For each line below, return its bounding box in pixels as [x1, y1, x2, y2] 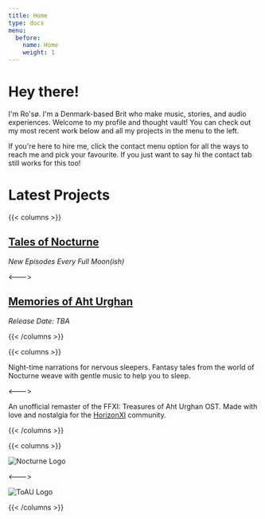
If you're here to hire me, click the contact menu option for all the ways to [8, 141, 249, 151]
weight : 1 [22, 48, 56, 56]
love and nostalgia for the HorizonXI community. [8, 410, 166, 420]
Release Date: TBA [8, 316, 70, 326]
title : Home [8, 11, 48, 20]
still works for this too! [8, 158, 81, 168]
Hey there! [8, 83, 80, 101]
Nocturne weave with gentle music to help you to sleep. [8, 370, 191, 380]
